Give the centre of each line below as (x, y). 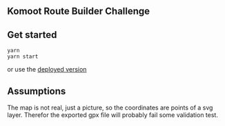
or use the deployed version (47, 70)
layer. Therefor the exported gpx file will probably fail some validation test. (113, 115)
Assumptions (37, 91)
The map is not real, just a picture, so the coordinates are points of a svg (110, 108)
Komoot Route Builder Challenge (79, 11)
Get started (32, 35)
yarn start (23, 57)
